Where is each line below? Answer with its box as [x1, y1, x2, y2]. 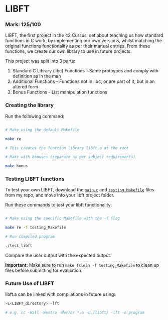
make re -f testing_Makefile [5, 225, 66, 230]
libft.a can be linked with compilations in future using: [5, 291, 115, 297]
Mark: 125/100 [5, 21, 41, 28]
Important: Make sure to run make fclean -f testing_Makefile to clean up [5, 262, 159, 268]
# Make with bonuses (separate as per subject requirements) [5, 154, 136, 160]
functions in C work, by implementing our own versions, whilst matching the [5, 38, 162, 44]
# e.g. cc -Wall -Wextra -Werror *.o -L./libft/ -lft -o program [5, 310, 144, 315]
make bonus [5, 164, 28, 169]
